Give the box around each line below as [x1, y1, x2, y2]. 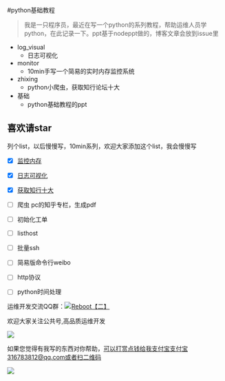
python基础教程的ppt [27, 101, 87, 108]
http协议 [17, 273, 41, 281]
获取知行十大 [17, 185, 54, 194]
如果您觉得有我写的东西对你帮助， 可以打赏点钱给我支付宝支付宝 [7, 344, 188, 353]
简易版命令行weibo [17, 258, 71, 267]
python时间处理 [17, 288, 62, 296]
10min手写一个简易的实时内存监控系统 [27, 68, 136, 75]
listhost [17, 229, 39, 238]
